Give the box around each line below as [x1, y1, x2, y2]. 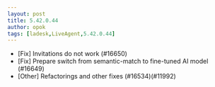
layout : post [7, 10, 46, 18]
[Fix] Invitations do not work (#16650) [17, 50, 127, 58]
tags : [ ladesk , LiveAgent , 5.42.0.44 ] [7, 30, 115, 37]
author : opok [7, 23, 46, 30]
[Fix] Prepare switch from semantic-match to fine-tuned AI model [17, 57, 209, 66]
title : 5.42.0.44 [7, 17, 59, 24]
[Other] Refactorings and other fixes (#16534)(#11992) [17, 72, 177, 81]
